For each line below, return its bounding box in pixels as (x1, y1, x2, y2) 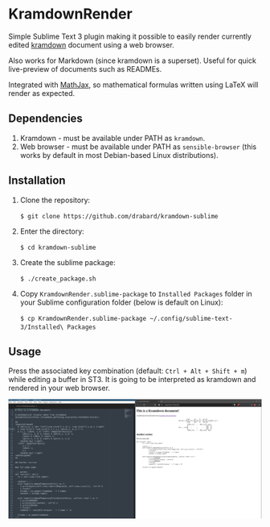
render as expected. (8, 88, 76, 98)
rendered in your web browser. (8, 384, 111, 393)
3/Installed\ (19, 323, 64, 331)
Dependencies (8, 112, 83, 126)
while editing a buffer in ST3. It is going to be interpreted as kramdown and (8, 375, 256, 384)
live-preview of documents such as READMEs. (8, 64, 162, 73)
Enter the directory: (19, 226, 84, 236)
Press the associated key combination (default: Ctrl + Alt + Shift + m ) (8, 366, 247, 376)
